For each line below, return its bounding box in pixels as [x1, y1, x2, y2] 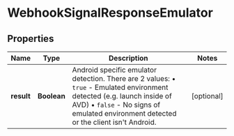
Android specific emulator [72, 65, 157, 75]
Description [108, 54, 148, 63]
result [10, 91, 31, 100]
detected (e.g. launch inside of [72, 91, 172, 100]
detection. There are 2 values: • [72, 74, 176, 83]
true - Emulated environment [72, 82, 169, 92]
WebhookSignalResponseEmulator [7, 5, 214, 21]
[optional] [191, 91, 224, 100]
